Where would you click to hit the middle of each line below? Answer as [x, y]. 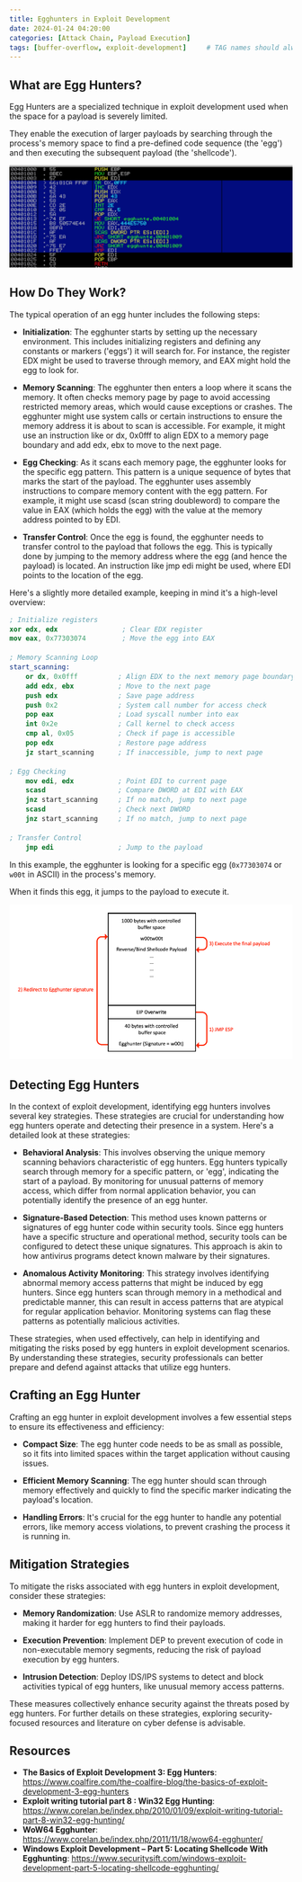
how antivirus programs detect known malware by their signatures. [146, 1256]
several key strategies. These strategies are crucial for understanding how [147, 1116]
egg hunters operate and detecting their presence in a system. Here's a [142, 1126]
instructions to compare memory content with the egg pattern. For [145, 491]
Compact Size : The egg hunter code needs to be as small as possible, [152, 1444]
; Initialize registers [54, 620]
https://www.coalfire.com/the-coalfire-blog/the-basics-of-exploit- [145, 1782]
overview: [28, 602]
